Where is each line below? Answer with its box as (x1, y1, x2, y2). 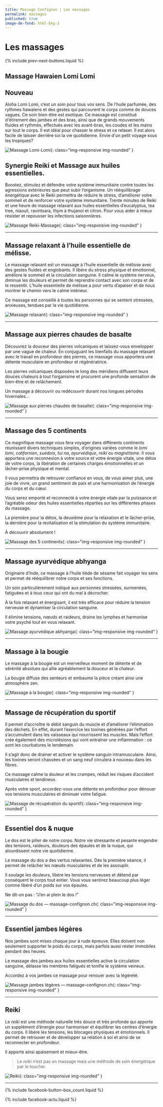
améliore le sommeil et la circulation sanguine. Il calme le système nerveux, (5, 272, 156, 278)
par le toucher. (16, 1064, 47, 1069)
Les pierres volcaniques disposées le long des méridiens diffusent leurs (5, 368, 149, 374)
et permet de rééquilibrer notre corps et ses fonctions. (5, 575, 114, 581)
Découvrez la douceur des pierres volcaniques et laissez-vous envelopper (5, 343, 154, 349)
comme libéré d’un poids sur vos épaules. (5, 882, 89, 888)
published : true (5, 16, 38, 21)
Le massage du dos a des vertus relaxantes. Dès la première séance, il (5, 857, 147, 863)
